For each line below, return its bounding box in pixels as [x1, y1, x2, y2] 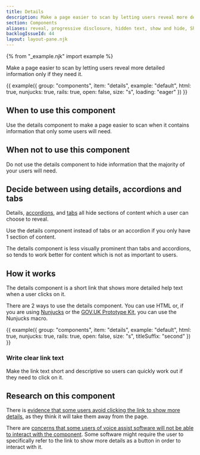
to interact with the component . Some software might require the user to [6, 431, 184, 438]
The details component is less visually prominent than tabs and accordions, [6, 245, 192, 252]
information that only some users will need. [6, 127, 112, 134]
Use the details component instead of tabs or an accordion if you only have [6, 227, 191, 234]
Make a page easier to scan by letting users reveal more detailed [6, 64, 165, 71]
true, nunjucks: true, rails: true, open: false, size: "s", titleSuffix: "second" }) [6, 332, 191, 340]
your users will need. [6, 167, 58, 174]
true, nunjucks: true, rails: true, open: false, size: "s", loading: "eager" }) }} [6, 89, 187, 95]
